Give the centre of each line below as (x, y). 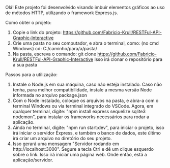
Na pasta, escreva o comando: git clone (54, 54)
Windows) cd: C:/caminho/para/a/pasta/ (55, 48)
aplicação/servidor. (33, 160)
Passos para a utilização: (31, 75)
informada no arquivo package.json (50, 95)
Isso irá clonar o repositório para (128, 59)
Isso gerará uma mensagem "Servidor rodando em (66, 144)
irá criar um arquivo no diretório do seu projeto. (62, 138)
